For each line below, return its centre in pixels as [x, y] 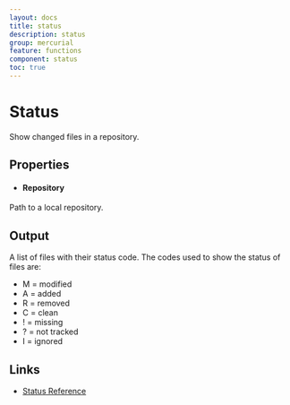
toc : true [28, 68]
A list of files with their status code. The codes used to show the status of [145, 257]
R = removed [46, 303]
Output [29, 235]
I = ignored [43, 341]
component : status [43, 59]
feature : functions [46, 51]
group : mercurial [42, 43]
